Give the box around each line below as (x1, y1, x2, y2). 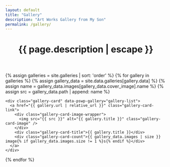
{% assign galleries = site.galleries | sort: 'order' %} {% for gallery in (5, 73, 150, 79)
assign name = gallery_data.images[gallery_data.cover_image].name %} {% (5, 83, 164, 89)
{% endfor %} (5, 157, 35, 163)
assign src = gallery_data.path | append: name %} (5, 89, 110, 95)
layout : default (5, 7, 40, 13)
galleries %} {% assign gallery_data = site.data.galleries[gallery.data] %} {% (5, 78, 165, 84)
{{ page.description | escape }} (18, 44, 154, 55)
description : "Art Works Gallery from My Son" (5, 17, 106, 22)
